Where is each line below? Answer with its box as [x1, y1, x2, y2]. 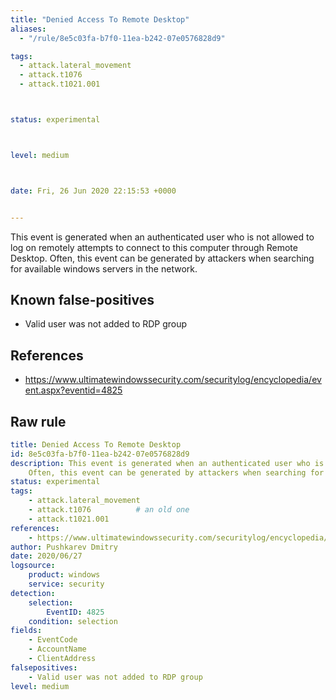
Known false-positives [10, 291, 155, 308]
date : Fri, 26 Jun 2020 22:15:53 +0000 [10, 186, 177, 196]
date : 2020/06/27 [10, 551, 83, 561]
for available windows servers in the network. [10, 262, 198, 275]
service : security [28, 579, 105, 590]
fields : [10, 626, 43, 636]
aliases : [10, 24, 47, 34]
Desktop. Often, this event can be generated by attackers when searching [10, 252, 315, 264]
